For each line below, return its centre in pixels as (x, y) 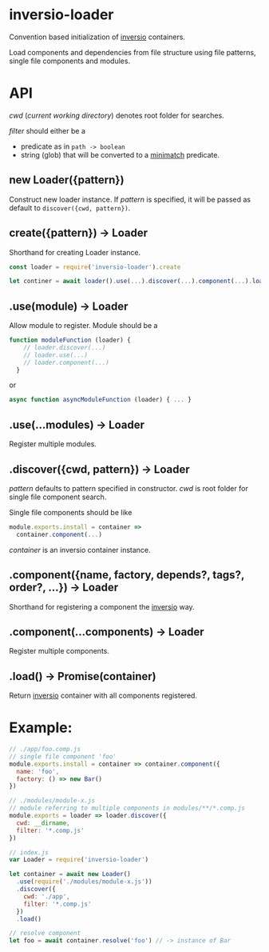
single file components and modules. (70, 61)
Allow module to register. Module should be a (83, 326)
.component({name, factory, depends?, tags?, (127, 575)
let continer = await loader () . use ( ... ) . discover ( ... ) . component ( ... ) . (131, 282)
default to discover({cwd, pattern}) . (70, 208)
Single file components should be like (71, 512)
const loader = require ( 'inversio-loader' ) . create (95, 267)
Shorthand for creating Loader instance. (75, 252)
